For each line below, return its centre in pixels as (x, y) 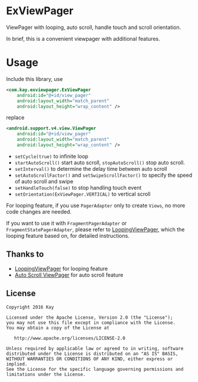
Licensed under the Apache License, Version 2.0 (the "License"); (90, 318)
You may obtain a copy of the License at (58, 328)
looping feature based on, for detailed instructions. (68, 235)
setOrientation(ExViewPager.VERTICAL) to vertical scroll (82, 194)
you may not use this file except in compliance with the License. (91, 323)
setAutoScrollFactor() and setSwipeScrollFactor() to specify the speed (103, 175)
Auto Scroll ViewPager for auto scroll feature (69, 275)
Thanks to (25, 255)
